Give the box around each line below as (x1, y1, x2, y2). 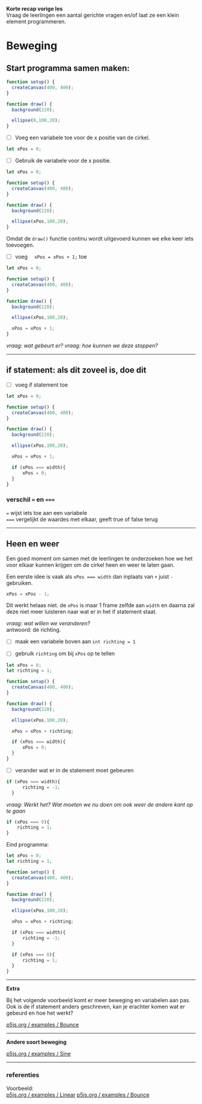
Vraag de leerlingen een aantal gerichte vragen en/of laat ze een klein (6, 11, 179, 19)
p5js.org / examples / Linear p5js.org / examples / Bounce (6, 1091, 150, 1098)
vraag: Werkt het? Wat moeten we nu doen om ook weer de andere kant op (6, 801, 194, 808)
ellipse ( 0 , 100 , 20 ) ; (11, 118, 61, 124)
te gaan (6, 807, 26, 815)
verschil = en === (6, 496, 55, 504)
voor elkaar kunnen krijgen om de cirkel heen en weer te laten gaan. (6, 561, 175, 569)
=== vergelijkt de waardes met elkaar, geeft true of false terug (6, 516, 158, 523)
